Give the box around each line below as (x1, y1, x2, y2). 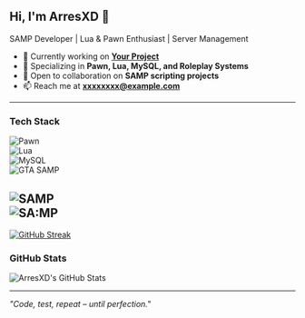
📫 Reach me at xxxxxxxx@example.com (22, 80, 181, 91)
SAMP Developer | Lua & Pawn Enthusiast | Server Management (9, 33, 249, 44)
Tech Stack (9, 114, 61, 127)
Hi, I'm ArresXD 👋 (9, 9, 110, 25)
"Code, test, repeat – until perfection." (9, 299, 152, 310)
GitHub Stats (9, 252, 67, 264)
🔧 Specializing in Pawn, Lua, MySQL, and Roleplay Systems (22, 60, 250, 71)
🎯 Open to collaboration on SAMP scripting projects (22, 70, 220, 81)
